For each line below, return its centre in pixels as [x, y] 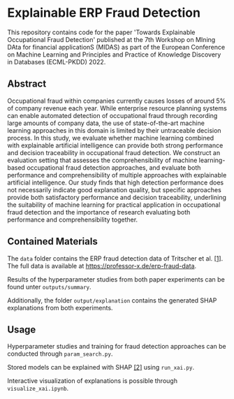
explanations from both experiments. [60, 307]
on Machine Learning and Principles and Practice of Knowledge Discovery [114, 55]
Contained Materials [52, 241]
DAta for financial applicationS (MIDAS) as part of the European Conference [116, 47]
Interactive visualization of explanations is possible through [93, 381]
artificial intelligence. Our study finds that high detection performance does [116, 182]
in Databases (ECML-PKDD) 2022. [57, 61]
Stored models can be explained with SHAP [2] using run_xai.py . [101, 368]
